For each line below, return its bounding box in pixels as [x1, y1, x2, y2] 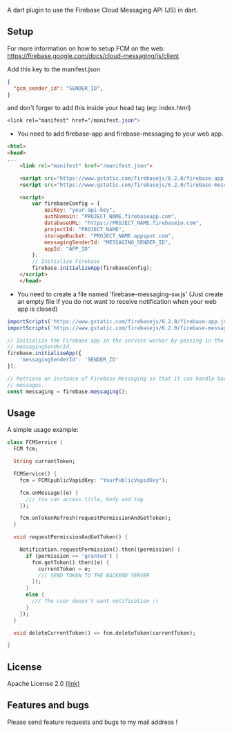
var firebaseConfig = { [32, 200, 100, 207]
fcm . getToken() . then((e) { [32, 559, 110, 566]
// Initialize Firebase [32, 258, 100, 265]
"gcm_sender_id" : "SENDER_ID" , [13, 84, 104, 92]
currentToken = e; [37, 565, 91, 572]
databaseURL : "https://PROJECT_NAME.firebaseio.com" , [43, 219, 202, 227]
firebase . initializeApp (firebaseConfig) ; [32, 264, 153, 272]
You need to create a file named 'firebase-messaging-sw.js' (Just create [17, 290, 224, 298]
